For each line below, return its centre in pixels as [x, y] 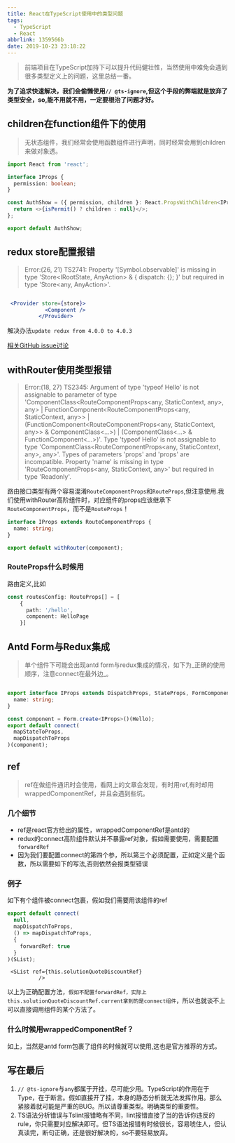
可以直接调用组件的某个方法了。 [53, 1010]
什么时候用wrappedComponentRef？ [71, 1029]
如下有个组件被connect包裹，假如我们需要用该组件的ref [87, 900]
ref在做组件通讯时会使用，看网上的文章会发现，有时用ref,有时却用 [119, 784]
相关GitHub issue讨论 [38, 345]
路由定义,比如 [27, 583]
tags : [15, 20]
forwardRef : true [45, 946]
